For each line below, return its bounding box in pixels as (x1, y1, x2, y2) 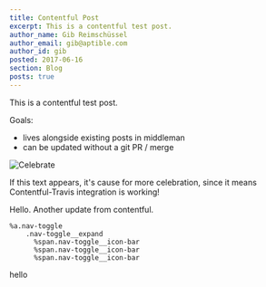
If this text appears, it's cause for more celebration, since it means (9, 177, 257, 187)
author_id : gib (9, 47, 67, 56)
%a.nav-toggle (9, 221, 64, 231)
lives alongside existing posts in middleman (22, 132, 186, 143)
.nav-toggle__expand (25, 229, 103, 238)
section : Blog (9, 64, 64, 73)
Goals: (9, 114, 34, 125)
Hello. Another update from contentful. (9, 204, 154, 215)
